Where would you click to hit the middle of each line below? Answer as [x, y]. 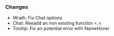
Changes [17, 7]
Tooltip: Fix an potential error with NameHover [61, 28]
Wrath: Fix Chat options [37, 18]
